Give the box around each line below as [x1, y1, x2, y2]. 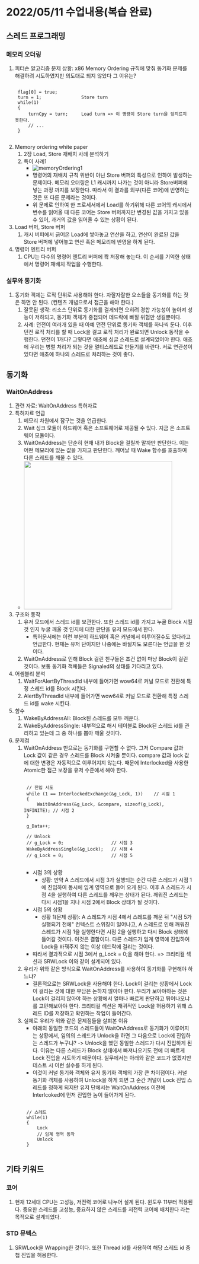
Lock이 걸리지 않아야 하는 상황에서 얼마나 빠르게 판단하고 [32, 995, 165, 1002]
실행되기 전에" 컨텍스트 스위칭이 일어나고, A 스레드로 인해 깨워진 [41, 921, 190, 928]
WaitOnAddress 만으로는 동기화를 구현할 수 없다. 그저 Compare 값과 [23, 744, 184, 751]
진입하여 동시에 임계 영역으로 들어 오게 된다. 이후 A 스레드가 [47, 883, 185, 890]
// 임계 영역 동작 [37, 1131, 75, 1137]
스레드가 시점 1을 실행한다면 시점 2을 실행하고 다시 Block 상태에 [41, 928, 188, 935]
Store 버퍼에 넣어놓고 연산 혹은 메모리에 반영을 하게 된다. [23, 238, 155, 245]
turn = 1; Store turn [17, 94, 108, 100]
